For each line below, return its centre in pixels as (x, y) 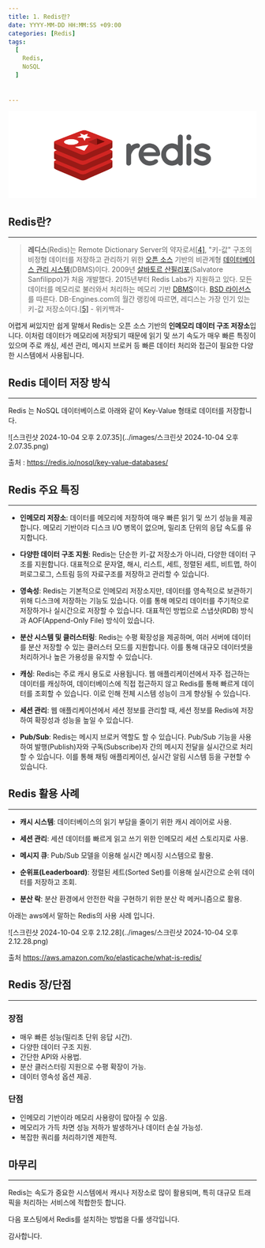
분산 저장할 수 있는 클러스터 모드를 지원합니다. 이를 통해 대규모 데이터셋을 (141, 647)
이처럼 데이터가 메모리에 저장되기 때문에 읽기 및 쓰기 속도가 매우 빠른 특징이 (140, 336)
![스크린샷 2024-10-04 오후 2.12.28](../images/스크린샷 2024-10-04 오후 (123, 932)
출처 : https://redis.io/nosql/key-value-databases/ (88, 463)
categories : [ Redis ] (42, 33)
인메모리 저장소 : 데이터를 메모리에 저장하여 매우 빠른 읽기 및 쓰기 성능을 (129, 518)
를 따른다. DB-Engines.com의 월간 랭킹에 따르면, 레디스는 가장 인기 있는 (139, 299)
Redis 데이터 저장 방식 (59, 383)
